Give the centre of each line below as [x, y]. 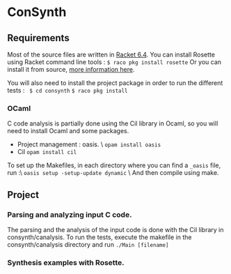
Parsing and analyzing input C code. [70, 215]
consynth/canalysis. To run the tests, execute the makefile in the [99, 237]
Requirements [38, 38]
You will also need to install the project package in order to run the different [115, 83]
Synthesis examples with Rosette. [66, 262]
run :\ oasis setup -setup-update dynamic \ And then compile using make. [113, 173]
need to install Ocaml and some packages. [68, 131]
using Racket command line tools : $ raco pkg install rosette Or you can [114, 62]
